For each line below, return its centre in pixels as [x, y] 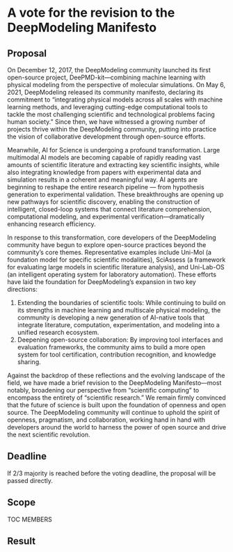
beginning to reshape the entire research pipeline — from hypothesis [106, 187]
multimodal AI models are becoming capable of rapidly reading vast [104, 157]
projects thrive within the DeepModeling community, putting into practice [112, 129]
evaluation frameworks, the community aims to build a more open [111, 347]
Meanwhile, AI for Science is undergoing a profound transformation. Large [114, 150]
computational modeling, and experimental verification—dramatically [106, 216]
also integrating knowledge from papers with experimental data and [104, 172]
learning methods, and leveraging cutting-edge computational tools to [107, 107]
